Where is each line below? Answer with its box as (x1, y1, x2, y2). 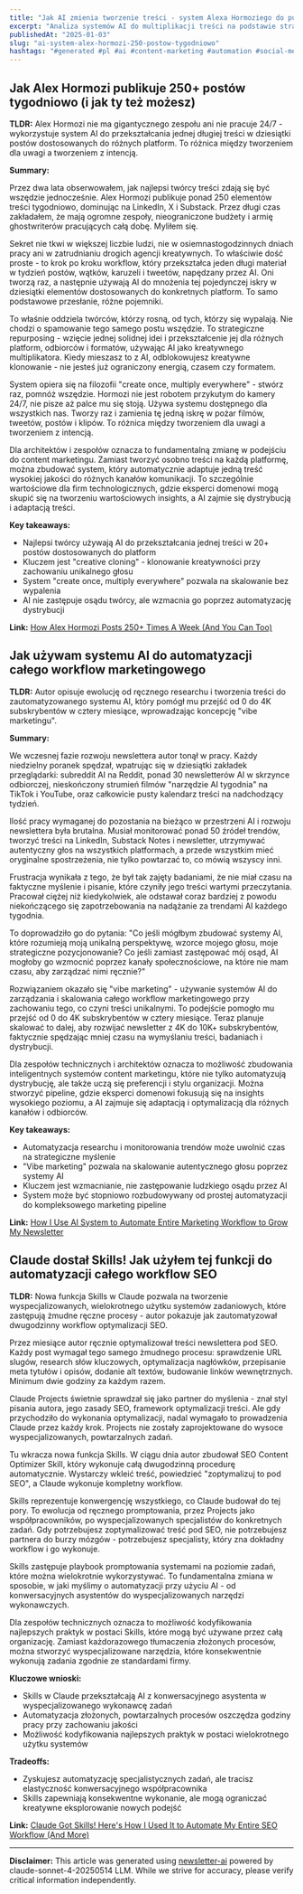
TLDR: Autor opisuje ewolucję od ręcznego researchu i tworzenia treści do (9, 686, 287, 697)
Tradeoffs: (9, 1756, 50, 1767)
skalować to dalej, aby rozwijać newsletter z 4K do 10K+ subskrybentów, (9, 1022, 280, 1032)
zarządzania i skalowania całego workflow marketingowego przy (9, 993, 250, 1004)
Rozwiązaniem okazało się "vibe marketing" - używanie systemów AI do (9, 983, 278, 994)
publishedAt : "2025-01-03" (9, 30, 111, 39)
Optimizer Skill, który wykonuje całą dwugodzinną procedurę (9, 1458, 236, 1469)
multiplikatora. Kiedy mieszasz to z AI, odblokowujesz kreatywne (9, 352, 251, 363)
